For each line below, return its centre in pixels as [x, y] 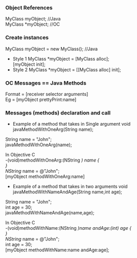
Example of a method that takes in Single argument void [72, 124]
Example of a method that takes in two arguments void [70, 187]
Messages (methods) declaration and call [58, 113]
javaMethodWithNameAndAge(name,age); [50, 213]
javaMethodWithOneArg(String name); [53, 129]
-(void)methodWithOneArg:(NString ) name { [52, 160]
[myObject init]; [29, 64]
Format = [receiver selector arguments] [47, 94]
